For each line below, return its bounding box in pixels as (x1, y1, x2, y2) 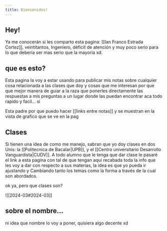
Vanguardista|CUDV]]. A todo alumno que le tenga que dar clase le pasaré (5, 152, 158, 158)
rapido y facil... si (5, 98, 41, 105)
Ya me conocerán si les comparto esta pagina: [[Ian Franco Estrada (5, 39, 144, 45)
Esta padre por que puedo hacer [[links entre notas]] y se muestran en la (5, 108, 155, 114)
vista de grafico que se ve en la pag (5, 113, 79, 120)
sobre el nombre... (5, 207, 64, 215)
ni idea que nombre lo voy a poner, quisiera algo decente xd (5, 220, 129, 226)
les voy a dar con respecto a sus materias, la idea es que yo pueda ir (5, 163, 146, 169)
